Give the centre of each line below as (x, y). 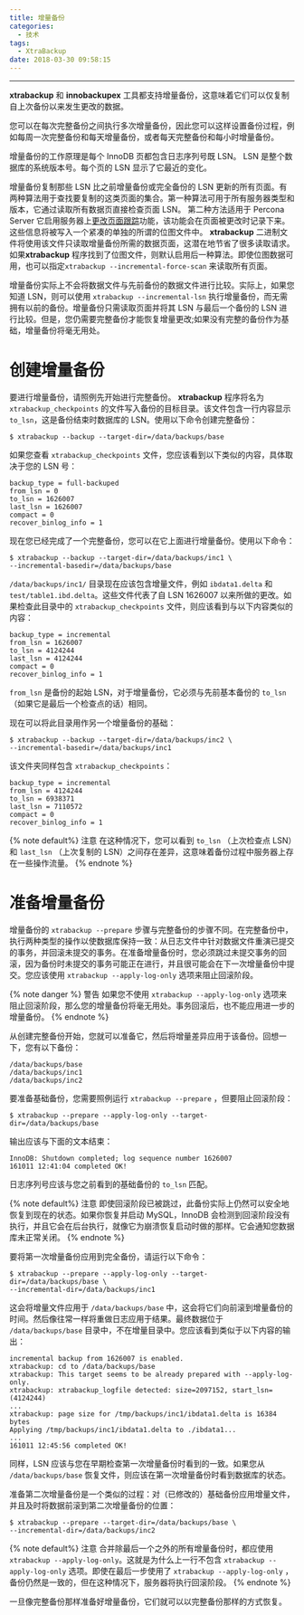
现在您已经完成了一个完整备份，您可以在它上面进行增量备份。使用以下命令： (152, 540)
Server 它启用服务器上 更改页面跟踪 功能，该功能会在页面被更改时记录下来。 (150, 221)
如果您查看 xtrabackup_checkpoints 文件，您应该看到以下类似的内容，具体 (147, 454)
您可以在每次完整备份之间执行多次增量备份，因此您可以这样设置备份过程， (148, 126)
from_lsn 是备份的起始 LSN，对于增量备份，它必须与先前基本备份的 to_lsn (148, 692)
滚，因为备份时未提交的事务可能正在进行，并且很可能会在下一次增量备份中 (148, 964)
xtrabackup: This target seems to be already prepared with (125, 1374)
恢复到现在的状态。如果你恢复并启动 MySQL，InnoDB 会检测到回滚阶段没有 (150, 1214)
